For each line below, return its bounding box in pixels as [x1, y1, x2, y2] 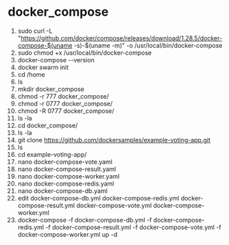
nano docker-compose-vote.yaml [17, 157, 112, 166]
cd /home [17, 70, 45, 79]
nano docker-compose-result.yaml [17, 165, 117, 173]
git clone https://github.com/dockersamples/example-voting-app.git [17, 136, 211, 144]
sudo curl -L [17, 27, 53, 35]
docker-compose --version [17, 55, 95, 64]
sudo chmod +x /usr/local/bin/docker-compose [17, 49, 152, 57]
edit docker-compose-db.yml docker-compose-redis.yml [17, 194, 180, 202]
